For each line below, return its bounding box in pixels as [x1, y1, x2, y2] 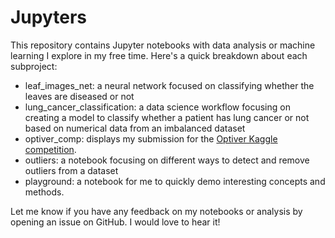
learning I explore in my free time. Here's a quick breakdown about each [10, 49, 308, 61]
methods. [24, 186, 65, 198]
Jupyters [10, 6, 88, 29]
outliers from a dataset [24, 164, 119, 176]
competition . [24, 143, 77, 155]
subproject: [10, 60, 58, 72]
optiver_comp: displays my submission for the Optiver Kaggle [24, 132, 278, 145]
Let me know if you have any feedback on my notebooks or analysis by [10, 205, 303, 217]
